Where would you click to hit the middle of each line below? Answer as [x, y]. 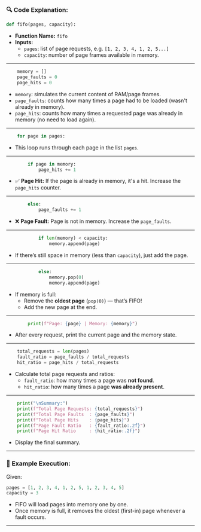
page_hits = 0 [34, 82]
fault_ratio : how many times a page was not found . [89, 380]
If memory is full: [36, 294]
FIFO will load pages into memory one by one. [71, 505]
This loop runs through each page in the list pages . [77, 147]
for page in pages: [41, 136]
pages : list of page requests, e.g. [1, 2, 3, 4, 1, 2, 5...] [96, 49]
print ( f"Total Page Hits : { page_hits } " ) [73, 420]
